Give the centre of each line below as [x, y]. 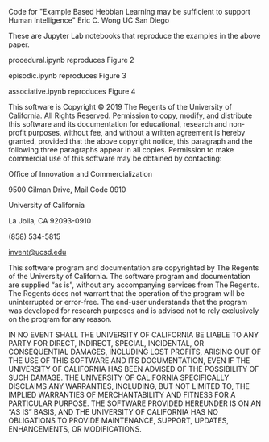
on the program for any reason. [60, 319]
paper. [19, 44]
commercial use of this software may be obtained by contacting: [115, 158]
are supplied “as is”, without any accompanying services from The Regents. [134, 285]
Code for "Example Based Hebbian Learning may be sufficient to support [130, 12]
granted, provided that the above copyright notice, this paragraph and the [130, 141]
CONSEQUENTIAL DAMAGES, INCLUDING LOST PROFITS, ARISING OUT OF [135, 352]
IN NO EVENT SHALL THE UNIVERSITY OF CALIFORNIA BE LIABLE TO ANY [134, 335]
